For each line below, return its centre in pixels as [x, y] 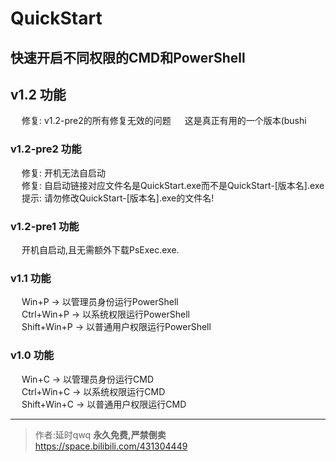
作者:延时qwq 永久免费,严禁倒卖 [100, 434]
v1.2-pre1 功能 [45, 226]
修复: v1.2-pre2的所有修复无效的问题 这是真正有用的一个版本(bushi [164, 121]
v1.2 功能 [38, 94]
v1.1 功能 [31, 278]
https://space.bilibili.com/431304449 [111, 446]
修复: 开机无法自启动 [63, 173]
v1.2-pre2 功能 [46, 149]
